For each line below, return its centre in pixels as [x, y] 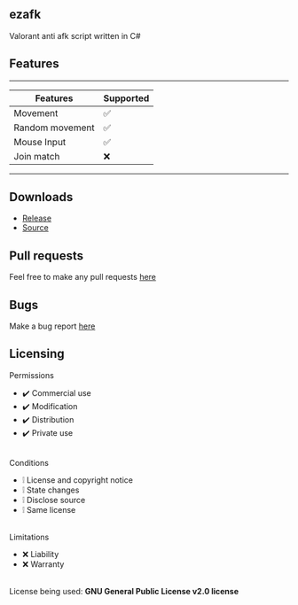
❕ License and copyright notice [77, 480]
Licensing [37, 354]
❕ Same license [49, 509]
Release [36, 218]
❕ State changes [51, 490]
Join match [37, 156]
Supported [126, 98]
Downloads [41, 197]
